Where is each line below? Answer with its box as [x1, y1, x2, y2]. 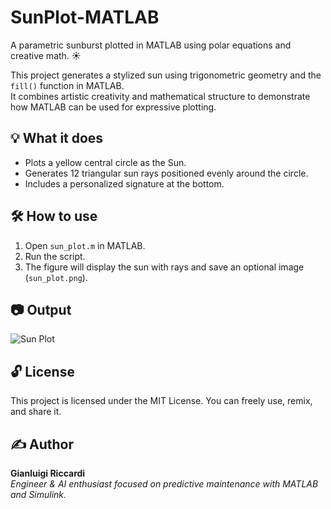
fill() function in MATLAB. [10, 79, 125, 91]
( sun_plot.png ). [24, 271, 88, 283]
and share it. [10, 406, 62, 418]
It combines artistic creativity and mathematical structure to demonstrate [10, 90, 311, 102]
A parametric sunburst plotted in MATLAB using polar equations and [10, 39, 292, 51]
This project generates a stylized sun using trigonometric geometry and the [10, 69, 322, 81]
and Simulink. [10, 489, 67, 500]
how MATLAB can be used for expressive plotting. [10, 101, 217, 113]
